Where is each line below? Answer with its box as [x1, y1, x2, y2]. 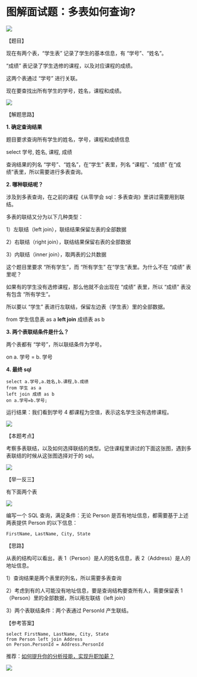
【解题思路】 [6, 110, 37, 118]
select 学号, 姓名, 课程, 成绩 [6, 148, 72, 155]
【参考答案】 [6, 619, 37, 626]
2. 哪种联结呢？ [6, 180, 44, 188]
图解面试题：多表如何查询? [6, 5, 136, 19]
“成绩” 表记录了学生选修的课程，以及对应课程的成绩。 [6, 62, 136, 69]
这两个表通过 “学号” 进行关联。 [6, 74, 81, 81]
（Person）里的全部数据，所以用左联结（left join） [6, 594, 129, 602]
